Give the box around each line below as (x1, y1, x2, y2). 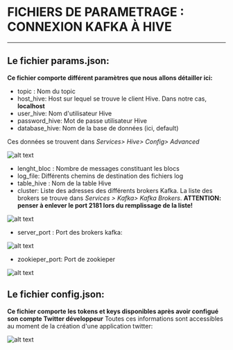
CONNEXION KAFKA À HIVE (7, 19, 172, 35)
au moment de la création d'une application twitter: (7, 322, 153, 330)
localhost (17, 101, 45, 110)
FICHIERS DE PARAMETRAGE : (7, 4, 184, 20)
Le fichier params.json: (7, 55, 110, 67)
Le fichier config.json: (7, 289, 105, 301)
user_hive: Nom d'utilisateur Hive (17, 109, 112, 117)
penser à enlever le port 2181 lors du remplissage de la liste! (17, 201, 193, 209)
